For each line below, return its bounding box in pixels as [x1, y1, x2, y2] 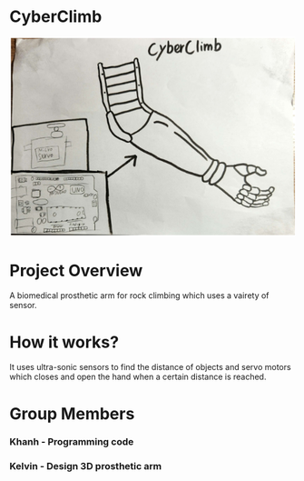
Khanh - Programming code [9, 436, 134, 448]
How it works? [9, 332, 120, 352]
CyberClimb [9, 6, 103, 27]
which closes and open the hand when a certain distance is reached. [9, 371, 267, 383]
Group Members [9, 403, 135, 424]
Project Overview [9, 260, 143, 281]
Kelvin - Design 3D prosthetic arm [9, 460, 162, 473]
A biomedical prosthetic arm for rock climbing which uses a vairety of [9, 290, 270, 301]
